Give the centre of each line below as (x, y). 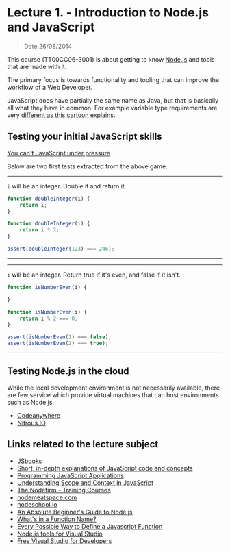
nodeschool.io (37, 504)
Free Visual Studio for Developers (64, 541)
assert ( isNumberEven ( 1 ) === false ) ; (59, 337)
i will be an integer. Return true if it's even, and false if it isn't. (94, 275)
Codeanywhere (39, 415)
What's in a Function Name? (57, 519)
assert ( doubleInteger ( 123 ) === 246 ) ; (61, 249)
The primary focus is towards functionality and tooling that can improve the (113, 79)
